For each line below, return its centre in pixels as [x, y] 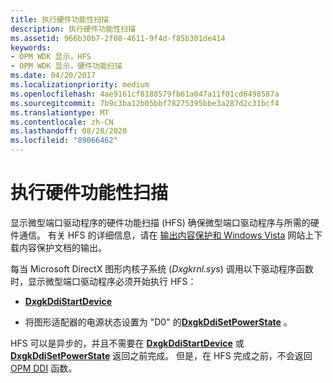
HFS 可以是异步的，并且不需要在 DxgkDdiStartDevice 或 [127, 343]
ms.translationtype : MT [60, 112]
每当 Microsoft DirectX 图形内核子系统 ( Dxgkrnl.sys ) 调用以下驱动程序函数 [162, 268]
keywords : [31, 47]
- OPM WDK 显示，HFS [51, 57]
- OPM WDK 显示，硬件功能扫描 [66, 66]
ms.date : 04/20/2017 [53, 76]
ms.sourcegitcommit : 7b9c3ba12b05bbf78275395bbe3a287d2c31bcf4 [145, 103]
